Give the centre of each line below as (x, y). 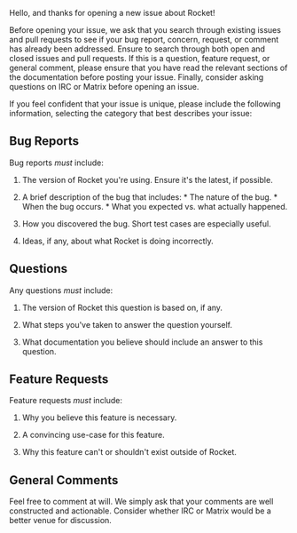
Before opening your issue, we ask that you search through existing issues (145, 30)
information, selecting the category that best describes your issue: (131, 113)
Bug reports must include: (56, 163)
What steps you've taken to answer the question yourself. (127, 324)
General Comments (64, 480)
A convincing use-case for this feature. (94, 435)
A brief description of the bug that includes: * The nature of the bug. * (150, 197)
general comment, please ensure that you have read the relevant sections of (148, 68)
